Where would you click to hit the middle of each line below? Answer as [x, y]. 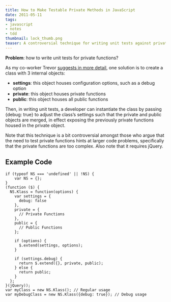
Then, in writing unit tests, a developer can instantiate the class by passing [83, 109]
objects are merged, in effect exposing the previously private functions [80, 120]
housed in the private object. [35, 125]
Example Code [29, 162]
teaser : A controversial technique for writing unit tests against [78, 43]
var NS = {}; [28, 178]
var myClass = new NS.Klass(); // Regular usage [58, 290]
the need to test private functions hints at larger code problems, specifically [85, 140]
